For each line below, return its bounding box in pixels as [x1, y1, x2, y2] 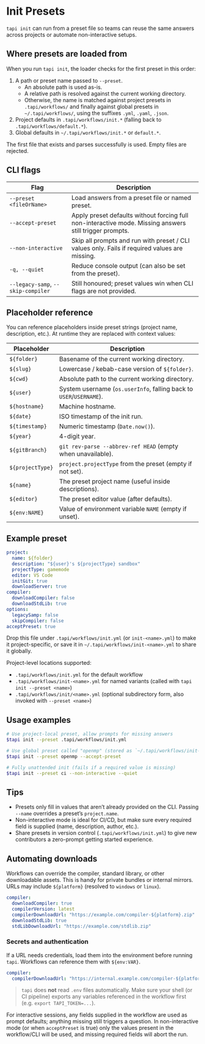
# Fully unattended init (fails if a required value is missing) [6, 764, 176, 771]
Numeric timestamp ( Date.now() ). [59, 422, 155, 431]
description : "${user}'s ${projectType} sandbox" [12, 561, 140, 567]
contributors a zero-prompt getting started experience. [15, 836, 154, 843]
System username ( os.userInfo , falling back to [59, 385, 193, 393]
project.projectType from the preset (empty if [59, 460, 192, 468]
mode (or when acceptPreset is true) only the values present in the [6, 1024, 174, 1032]
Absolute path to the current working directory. [59, 375, 194, 383]
